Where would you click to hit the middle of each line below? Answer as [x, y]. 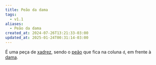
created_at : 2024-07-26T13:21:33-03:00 [47, 33]
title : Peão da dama [27, 10]
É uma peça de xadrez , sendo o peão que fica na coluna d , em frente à [78, 52]
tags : [11, 14]
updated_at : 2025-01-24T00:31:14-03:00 [47, 38]
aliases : [14, 24]
